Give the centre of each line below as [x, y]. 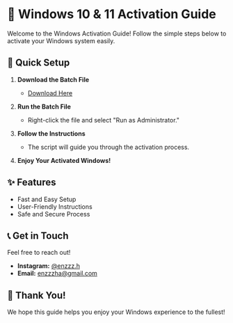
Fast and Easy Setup [47, 199]
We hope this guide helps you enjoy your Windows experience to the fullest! [116, 312]
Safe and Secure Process [54, 214]
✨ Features [32, 183]
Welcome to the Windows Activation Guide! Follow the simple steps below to [117, 33]
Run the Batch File [44, 107]
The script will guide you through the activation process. [109, 147]
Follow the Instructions [51, 133]
